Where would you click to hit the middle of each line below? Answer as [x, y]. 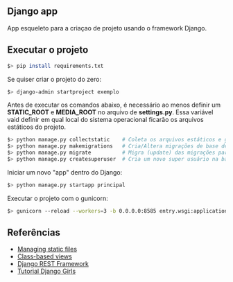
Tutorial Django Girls [46, 271]
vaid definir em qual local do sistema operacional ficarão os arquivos [105, 120]
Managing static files [47, 249]
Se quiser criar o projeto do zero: [54, 79]
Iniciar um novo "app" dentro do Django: [65, 172]
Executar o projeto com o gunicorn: [58, 198]
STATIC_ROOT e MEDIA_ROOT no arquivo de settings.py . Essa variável [110, 112]
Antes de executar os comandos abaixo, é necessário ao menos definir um [114, 105]
